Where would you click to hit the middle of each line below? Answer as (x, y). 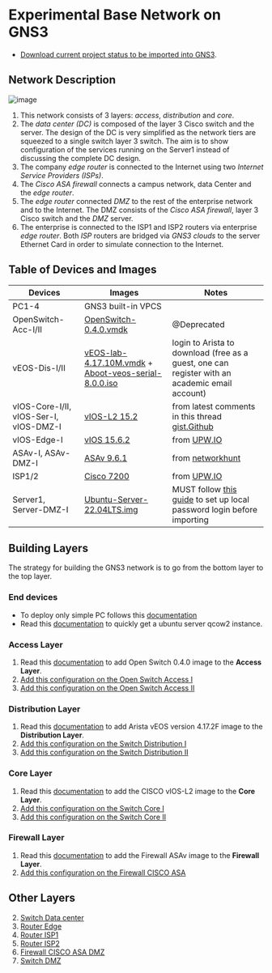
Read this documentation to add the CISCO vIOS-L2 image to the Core (138, 791)
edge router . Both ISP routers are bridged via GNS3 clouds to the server (140, 236)
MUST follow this (204, 489)
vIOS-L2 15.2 (111, 416)
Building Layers (49, 548)
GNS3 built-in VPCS (123, 306)
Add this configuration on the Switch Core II (93, 817)
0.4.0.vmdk (106, 329)
